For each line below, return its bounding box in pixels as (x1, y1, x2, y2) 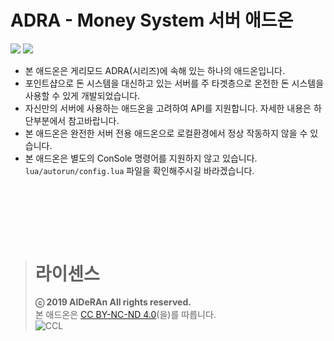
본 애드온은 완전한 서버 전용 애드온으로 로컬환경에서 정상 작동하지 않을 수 (24, 127, 308, 139)
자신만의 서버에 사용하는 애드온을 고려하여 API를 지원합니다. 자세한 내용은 (24, 102, 312, 114)
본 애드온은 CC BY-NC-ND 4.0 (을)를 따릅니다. (34, 309, 217, 321)
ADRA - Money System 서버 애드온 (10, 9, 294, 32)
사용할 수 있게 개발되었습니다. (24, 89, 141, 101)
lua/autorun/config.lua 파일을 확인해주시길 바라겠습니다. (24, 164, 255, 176)
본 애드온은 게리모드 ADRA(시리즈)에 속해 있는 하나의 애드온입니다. (24, 64, 285, 76)
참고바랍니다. (68, 114, 120, 126)
